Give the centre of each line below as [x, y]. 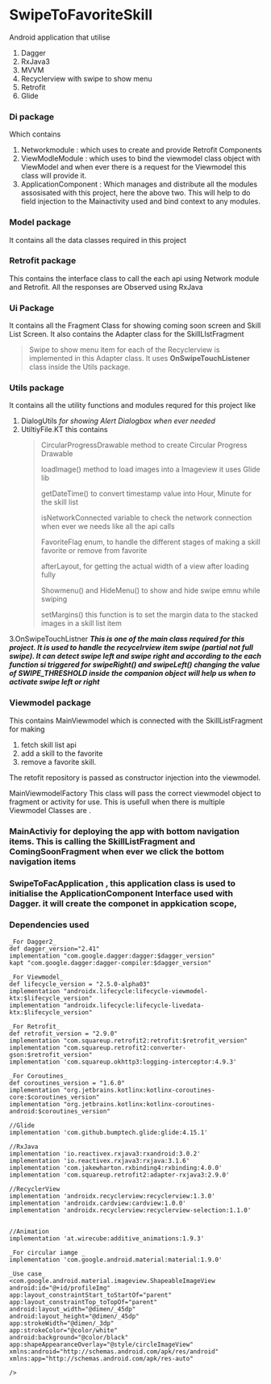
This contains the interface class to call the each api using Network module [134, 278]
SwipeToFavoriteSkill [81, 15]
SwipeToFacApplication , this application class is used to [123, 883]
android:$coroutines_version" [60, 1111]
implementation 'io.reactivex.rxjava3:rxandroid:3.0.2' [105, 1153]
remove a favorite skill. [58, 761]
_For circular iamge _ [47, 1252]
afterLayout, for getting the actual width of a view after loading [145, 566]
